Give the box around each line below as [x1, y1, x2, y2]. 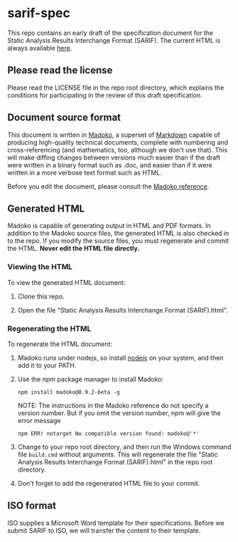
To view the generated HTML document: [7, 278, 126, 286]
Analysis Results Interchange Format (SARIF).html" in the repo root [17, 457, 213, 466]
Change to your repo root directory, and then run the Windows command [17, 442, 232, 451]
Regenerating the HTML [7, 323, 92, 333]
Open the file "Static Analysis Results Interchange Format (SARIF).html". [17, 306, 229, 314]
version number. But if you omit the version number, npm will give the [17, 408, 221, 417]
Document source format [7, 112, 121, 124]
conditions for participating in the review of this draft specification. [7, 90, 202, 99]
